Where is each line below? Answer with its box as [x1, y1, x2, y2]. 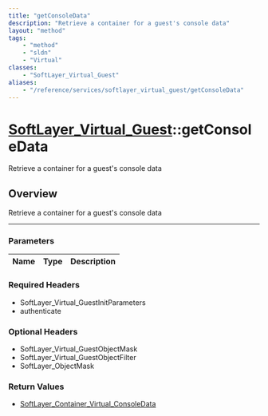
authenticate [19, 306, 61, 315]
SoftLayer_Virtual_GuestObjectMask [19, 344, 138, 354]
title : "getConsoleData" [8, 11, 91, 20]
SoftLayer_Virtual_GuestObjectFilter [19, 353, 137, 363]
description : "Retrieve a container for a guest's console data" [8, 19, 230, 27]
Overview [8, 187, 58, 200]
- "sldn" [22, 49, 52, 57]
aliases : [8, 78, 37, 86]
